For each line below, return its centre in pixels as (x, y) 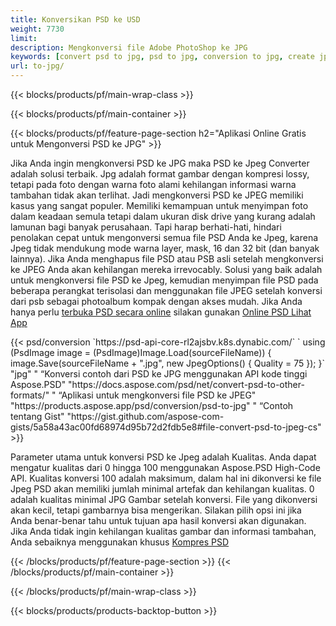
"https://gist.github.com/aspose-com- (145, 416)
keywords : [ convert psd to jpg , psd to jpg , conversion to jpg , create (162, 57)
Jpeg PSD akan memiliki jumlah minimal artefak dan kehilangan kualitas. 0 (162, 489)
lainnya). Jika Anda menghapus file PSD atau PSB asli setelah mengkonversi (167, 259)
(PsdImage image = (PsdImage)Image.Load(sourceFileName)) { (141, 352)
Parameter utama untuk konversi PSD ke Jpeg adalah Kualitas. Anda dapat (163, 457)
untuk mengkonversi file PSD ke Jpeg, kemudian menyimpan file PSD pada (164, 280)
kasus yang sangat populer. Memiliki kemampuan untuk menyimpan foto (159, 205)
